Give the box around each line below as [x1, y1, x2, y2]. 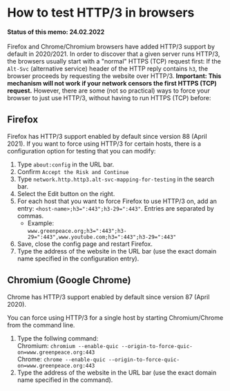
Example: [27, 219, 54, 227]
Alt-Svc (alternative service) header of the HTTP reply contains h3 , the [7, 64, 209, 73]
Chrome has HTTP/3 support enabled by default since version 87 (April [7, 292, 210, 301]
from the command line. [7, 321, 75, 329]
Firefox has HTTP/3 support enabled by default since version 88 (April [7, 132, 207, 140]
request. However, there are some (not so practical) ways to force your [7, 86, 211, 95]
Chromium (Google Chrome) [7, 274, 131, 286]
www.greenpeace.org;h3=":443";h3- [27, 227, 127, 234]
